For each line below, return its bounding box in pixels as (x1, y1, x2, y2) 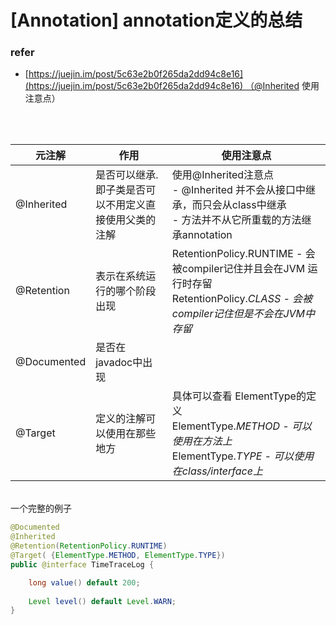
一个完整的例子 (10, 502, 72, 515)
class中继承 (231, 198, 287, 212)
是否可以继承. (95, 168, 159, 182)
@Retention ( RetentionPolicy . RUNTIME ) (10, 541, 168, 551)
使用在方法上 (171, 434, 233, 448)
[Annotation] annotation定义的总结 (10, 9, 303, 32)
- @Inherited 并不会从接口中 (171, 183, 307, 197)
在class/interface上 (171, 464, 263, 478)
